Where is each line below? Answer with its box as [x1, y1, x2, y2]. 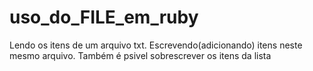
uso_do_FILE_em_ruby [9, 6, 199, 29]
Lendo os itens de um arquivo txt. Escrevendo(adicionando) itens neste [9, 39, 303, 51]
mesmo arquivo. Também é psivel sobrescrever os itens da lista [9, 49, 272, 61]
